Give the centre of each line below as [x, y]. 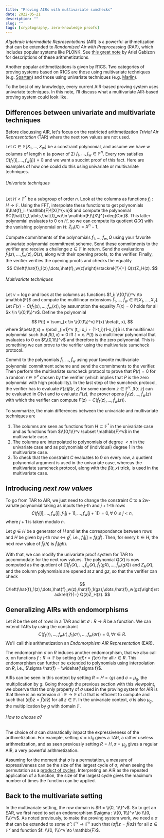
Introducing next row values [49, 488]
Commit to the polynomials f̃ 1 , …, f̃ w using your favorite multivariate [72, 360]
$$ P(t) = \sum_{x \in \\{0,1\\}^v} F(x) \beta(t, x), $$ [82, 322]
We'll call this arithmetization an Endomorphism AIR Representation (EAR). [80, 643]
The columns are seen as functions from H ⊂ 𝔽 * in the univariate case [83, 426]
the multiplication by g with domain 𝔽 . [43, 706]
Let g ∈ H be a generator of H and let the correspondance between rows [79, 531]
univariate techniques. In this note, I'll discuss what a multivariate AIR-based [82, 92]
